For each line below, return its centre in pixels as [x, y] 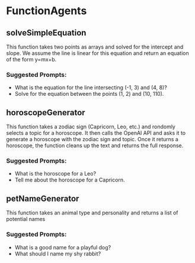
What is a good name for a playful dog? [63, 247]
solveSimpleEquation [46, 33]
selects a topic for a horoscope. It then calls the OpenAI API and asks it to [96, 133]
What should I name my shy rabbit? [58, 254]
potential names [26, 219]
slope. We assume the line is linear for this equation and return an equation [97, 53]
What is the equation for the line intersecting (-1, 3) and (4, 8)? [91, 87]
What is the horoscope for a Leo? [55, 174]
